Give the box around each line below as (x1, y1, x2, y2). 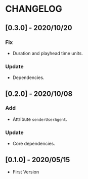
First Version (12, 169, 39, 175)
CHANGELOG (5, 3, 62, 15)
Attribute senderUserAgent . (12, 116, 67, 122)
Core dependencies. (12, 141, 56, 147)
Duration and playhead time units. (12, 50, 83, 56)
